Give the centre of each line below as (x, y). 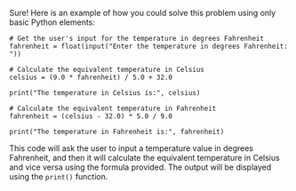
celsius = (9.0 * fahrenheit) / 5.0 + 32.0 (91, 77)
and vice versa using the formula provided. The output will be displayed (140, 167)
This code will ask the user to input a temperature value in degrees (131, 148)
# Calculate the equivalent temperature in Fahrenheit (113, 108)
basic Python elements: (52, 22)
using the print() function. (59, 176)
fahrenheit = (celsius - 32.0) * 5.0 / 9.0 (91, 116)
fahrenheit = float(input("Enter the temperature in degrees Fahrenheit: (149, 46)
